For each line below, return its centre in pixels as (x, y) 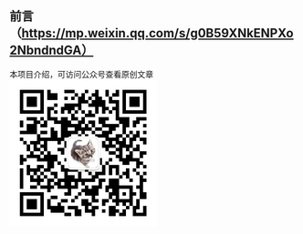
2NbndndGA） (52, 51)
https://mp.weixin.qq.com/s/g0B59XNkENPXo (157, 33)
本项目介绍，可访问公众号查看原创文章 (81, 74)
